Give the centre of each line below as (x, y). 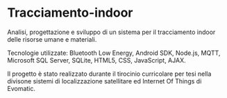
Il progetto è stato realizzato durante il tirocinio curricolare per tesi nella (109, 74)
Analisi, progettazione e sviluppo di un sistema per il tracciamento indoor (111, 32)
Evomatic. (22, 88)
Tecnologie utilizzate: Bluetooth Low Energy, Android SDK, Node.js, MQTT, (114, 53)
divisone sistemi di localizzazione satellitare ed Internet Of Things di (104, 81)
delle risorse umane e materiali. (52, 39)
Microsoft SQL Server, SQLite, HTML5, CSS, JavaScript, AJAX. (96, 60)
